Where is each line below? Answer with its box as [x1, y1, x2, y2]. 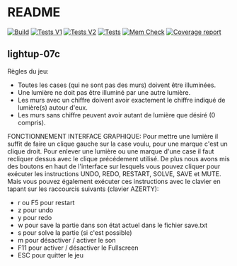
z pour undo [17, 206, 54, 214]
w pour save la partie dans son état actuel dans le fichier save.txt [17, 221, 208, 229]
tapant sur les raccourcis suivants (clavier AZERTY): [7, 185, 159, 193]
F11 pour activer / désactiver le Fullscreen [17, 243, 139, 252]
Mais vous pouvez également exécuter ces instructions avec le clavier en [7, 177, 221, 185]
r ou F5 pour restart [17, 198, 75, 207]
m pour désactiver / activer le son [17, 236, 116, 244]
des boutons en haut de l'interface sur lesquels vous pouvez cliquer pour [7, 162, 221, 170]
